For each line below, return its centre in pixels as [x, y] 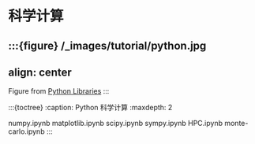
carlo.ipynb [26, 131]
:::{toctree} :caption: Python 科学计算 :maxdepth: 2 [90, 108]
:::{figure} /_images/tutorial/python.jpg [107, 45]
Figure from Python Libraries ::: [59, 91]
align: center [40, 72]
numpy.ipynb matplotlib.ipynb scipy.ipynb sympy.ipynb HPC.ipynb [116, 124]
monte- [236, 124]
